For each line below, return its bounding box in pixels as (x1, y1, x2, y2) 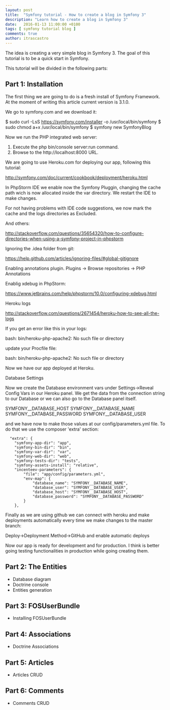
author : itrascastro (5, 36, 49, 41)
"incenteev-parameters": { (14, 467, 72, 472)
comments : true (5, 31, 38, 36)
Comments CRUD (12, 700, 50, 706)
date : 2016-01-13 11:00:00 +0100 (5, 21, 81, 27)
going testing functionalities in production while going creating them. (5, 547, 149, 554)
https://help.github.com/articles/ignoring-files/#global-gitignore (5, 255, 139, 261)
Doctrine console (12, 582, 49, 588)
